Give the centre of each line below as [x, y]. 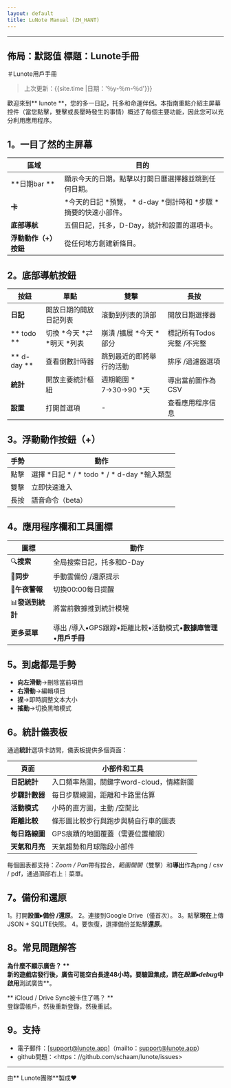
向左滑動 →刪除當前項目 [50, 683]
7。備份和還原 [37, 897]
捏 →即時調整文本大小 [47, 700]
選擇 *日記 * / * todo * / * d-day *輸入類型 [101, 474]
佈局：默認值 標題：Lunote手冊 [73, 56]
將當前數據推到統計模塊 [91, 609]
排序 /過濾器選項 [194, 361]
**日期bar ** [33, 184]
